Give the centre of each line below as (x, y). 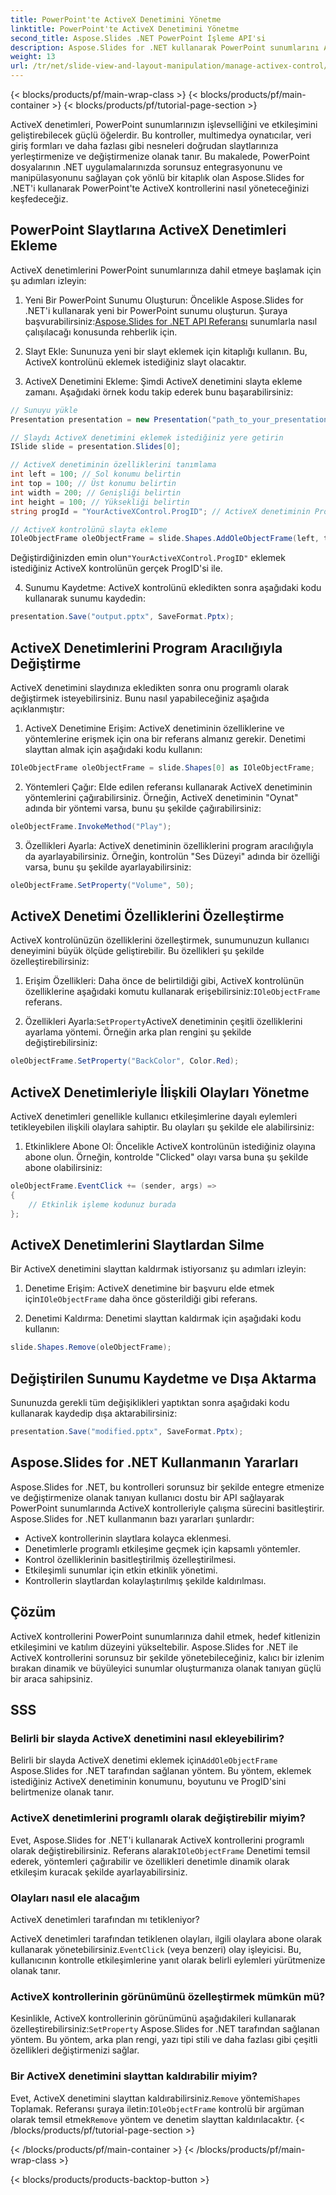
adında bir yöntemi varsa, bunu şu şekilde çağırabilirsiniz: (143, 808)
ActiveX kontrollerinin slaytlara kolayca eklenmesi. (128, 1538)
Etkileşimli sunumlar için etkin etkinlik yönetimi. (121, 1570)
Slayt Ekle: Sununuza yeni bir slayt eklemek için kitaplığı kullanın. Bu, (166, 351)
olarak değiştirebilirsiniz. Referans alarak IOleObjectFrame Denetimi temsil (160, 1850)
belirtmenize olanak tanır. (62, 1792)
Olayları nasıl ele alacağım (75, 1898)
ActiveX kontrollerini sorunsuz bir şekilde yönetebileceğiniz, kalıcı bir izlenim (167, 1657)
